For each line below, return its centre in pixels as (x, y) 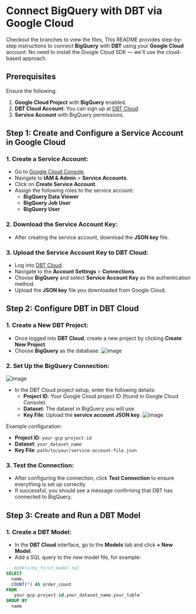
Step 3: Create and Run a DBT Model (73, 515)
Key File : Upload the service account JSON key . (82, 415)
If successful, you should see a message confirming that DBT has (94, 491)
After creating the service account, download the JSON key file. (92, 237)
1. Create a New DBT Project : (47, 325)
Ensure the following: (32, 91)
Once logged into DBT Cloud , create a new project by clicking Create (98, 338)
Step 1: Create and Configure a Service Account (95, 133)
